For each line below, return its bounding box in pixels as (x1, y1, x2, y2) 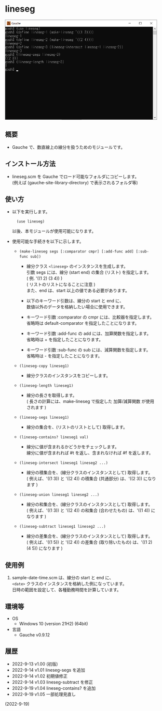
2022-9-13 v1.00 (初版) (12, 661, 58, 667)
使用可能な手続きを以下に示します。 (12, 238, 84, 244)
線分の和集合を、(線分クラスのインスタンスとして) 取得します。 (26, 502, 153, 507)
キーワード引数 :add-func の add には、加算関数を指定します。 (26, 331, 151, 336)
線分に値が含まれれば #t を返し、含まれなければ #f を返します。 (26, 450, 153, 456)
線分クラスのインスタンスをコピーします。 (26, 373, 111, 379)
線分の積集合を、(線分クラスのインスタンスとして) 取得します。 (26, 470, 153, 475)
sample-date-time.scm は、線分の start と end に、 (12, 575, 114, 581)
